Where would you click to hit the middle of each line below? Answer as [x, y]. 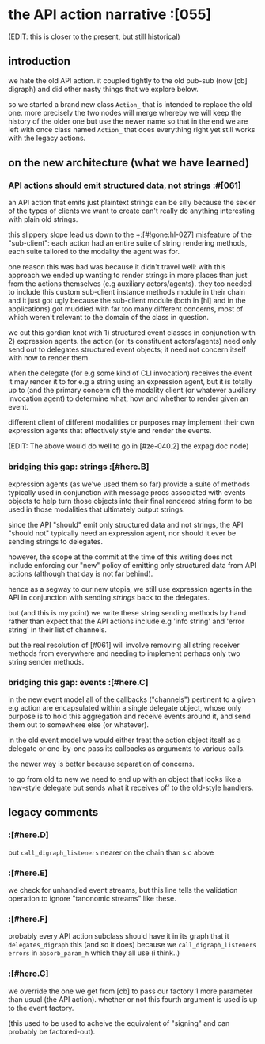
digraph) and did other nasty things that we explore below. [104, 89]
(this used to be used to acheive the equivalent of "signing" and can [119, 1023]
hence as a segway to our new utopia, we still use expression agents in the [130, 589]
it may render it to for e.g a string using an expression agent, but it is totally [131, 382]
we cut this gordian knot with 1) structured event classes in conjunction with [132, 333]
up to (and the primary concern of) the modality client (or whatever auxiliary [132, 391]
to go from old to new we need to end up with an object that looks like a [125, 779]
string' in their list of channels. [57, 629]
